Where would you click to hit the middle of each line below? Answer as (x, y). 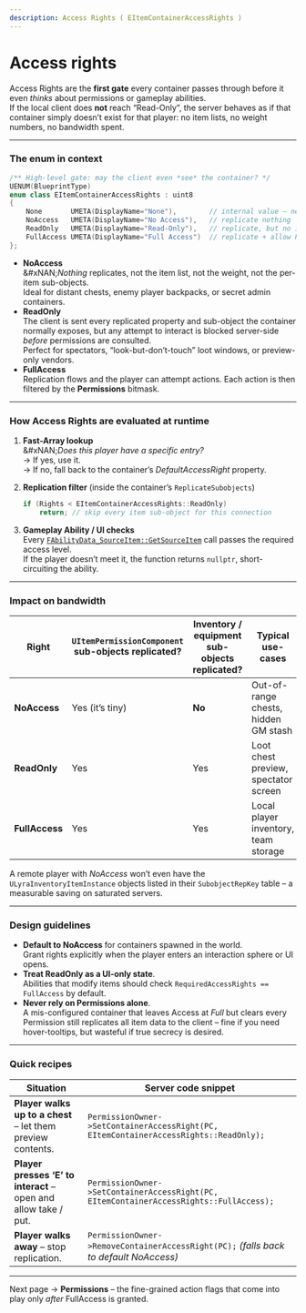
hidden (267, 719)
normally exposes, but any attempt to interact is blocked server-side (151, 331)
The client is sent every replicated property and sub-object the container (159, 321)
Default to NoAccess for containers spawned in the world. (133, 945)
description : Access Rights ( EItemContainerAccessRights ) (126, 18)
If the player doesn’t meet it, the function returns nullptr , (130, 559)
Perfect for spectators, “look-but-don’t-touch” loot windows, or (141, 350)
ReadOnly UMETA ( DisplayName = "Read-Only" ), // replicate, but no (158, 229)
